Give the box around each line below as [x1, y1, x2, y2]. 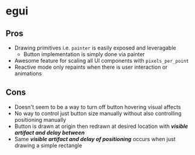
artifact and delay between [14, 128, 85, 136]
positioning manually [14, 116, 66, 123]
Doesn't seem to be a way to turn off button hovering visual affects [14, 103, 181, 110]
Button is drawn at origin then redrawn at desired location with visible [14, 122, 188, 130]
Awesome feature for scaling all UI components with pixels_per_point [14, 57, 190, 64]
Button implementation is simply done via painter [23, 51, 145, 58]
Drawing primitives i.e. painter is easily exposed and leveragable [14, 44, 176, 51]
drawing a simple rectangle [14, 142, 83, 149]
